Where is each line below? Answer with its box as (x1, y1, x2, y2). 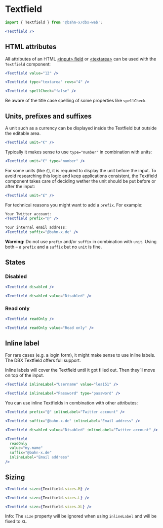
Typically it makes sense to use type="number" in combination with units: (5, 149, 152, 155)
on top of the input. (5, 372, 44, 378)
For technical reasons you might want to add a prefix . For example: (5, 202, 143, 208)
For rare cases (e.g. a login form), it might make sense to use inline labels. (5, 352, 156, 358)
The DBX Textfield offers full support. (5, 357, 81, 363)
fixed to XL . (5, 519, 28, 525)
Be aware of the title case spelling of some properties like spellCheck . (5, 98, 147, 104)
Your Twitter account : (5, 211, 52, 216)
